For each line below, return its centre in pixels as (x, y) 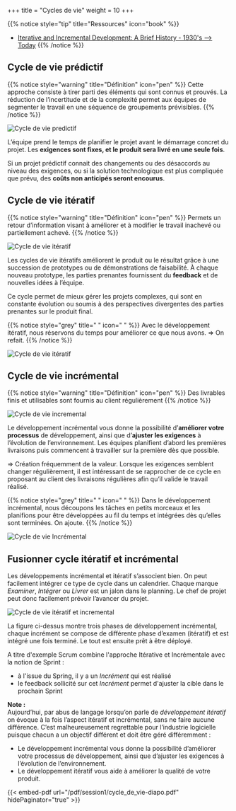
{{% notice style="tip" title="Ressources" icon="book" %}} (94, 24)
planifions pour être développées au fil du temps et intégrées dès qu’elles (114, 515)
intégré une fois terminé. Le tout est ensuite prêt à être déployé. (100, 641)
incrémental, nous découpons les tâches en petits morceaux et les (104, 508)
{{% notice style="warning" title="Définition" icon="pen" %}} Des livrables (116, 393)
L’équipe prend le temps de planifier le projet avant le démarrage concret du (118, 142)
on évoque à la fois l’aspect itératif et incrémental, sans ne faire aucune (111, 720)
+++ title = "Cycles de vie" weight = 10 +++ (71, 10)
